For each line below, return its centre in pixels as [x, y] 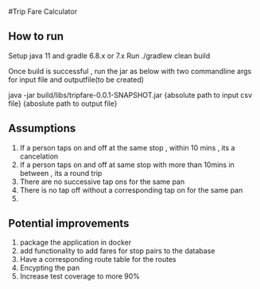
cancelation [39, 156]
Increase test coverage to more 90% [80, 276]
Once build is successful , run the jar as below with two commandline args [130, 71]
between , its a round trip [61, 173]
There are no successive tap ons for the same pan [102, 182]
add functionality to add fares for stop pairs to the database [117, 251]
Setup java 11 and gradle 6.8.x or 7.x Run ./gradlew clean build [109, 56]
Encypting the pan [50, 268]
